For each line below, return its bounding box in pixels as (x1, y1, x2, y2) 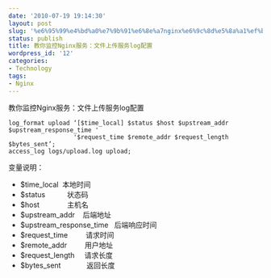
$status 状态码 (19, 189, 89, 199)
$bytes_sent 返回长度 (19, 260, 115, 270)
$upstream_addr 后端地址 (19, 209, 111, 219)
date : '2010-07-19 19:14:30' (8, 11, 106, 20)
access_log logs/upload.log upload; (8, 147, 131, 155)
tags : (8, 72, 27, 80)
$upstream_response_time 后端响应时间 (19, 220, 157, 230)
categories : (8, 57, 48, 65)
